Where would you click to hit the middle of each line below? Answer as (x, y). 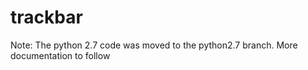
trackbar (46, 17)
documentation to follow (60, 55)
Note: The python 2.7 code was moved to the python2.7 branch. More (154, 45)
